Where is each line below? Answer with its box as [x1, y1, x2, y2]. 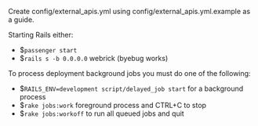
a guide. [8, 15, 35, 24]
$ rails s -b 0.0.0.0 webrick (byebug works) [19, 54, 169, 63]
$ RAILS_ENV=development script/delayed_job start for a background [19, 84, 244, 93]
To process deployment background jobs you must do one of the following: [8, 69, 251, 77]
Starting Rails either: [8, 31, 74, 39]
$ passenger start [19, 45, 78, 54]
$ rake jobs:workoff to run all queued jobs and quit [19, 109, 184, 118]
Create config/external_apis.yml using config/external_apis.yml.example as [8, 7, 251, 16]
